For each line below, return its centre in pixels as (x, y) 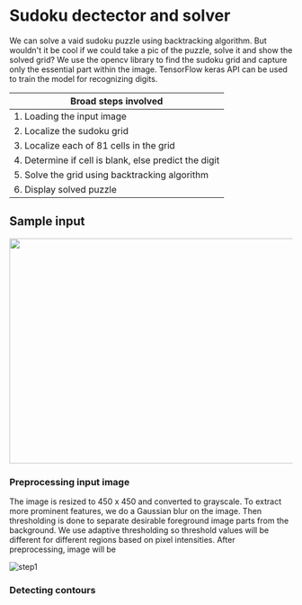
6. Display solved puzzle (65, 189)
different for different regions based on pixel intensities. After (122, 540)
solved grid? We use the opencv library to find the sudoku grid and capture (148, 59)
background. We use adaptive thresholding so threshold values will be (139, 530)
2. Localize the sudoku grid (71, 131)
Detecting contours (53, 590)
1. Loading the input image (71, 116)
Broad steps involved (117, 101)
